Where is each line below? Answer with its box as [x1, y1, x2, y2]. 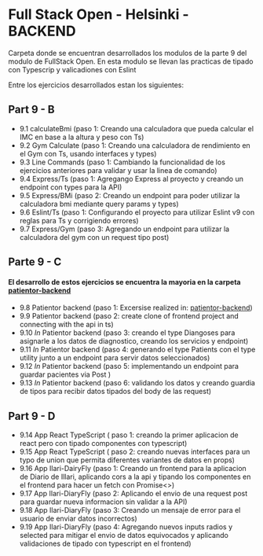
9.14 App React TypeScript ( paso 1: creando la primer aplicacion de [19, 430, 239, 440]
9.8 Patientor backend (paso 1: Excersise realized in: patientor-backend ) [19, 303, 253, 312]
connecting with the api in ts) [19, 320, 114, 330]
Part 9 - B [8, 103, 55, 116]
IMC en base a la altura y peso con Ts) [19, 132, 144, 142]
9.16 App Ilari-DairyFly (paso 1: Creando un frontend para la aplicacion [19, 464, 247, 473]
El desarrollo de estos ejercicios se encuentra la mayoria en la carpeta [8, 277, 241, 286]
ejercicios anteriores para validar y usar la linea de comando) [19, 165, 217, 175]
